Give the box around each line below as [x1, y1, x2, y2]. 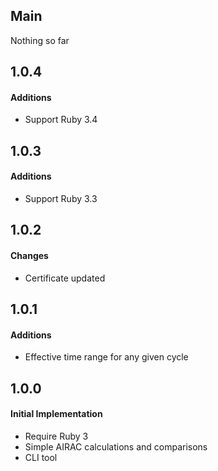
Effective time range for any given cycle [24, 351, 189, 363]
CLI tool [24, 451, 58, 463]
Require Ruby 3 [24, 430, 89, 442]
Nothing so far [10, 34, 70, 46]
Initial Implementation [10, 408, 103, 420]
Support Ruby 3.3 [24, 193, 98, 204]
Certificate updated [24, 272, 106, 284]
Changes [10, 249, 49, 261]
